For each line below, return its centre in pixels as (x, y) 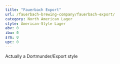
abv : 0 (12, 28)
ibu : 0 (12, 33)
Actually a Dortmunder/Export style (41, 56)
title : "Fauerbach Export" (33, 10)
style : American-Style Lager (35, 24)
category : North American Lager (39, 19)
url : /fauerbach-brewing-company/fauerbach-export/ (60, 14)
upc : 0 (12, 42)
